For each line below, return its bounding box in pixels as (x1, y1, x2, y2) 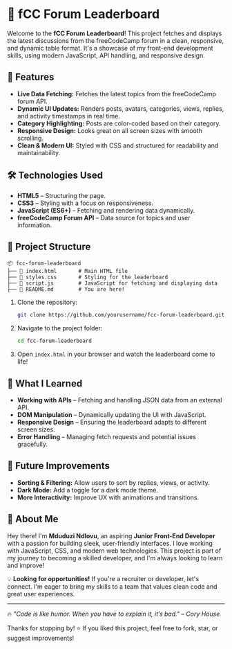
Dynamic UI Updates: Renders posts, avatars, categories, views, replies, (17, 104, 224, 113)
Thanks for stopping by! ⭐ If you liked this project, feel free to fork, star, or (7, 623, 218, 632)
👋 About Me (7, 513, 59, 525)
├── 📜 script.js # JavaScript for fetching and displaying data (7, 280, 217, 287)
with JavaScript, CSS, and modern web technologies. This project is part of (7, 546, 222, 555)
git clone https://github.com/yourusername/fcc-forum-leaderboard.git (17, 312, 225, 319)
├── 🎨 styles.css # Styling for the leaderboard (7, 274, 168, 281)
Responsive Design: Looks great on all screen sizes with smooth (17, 126, 202, 134)
